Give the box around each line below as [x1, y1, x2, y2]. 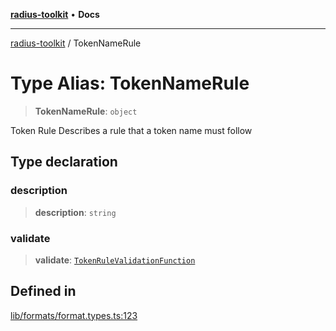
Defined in [10, 283, 77, 300]
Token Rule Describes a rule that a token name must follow [10, 124, 253, 136]
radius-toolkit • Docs [10, 9, 100, 20]
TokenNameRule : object [34, 105, 138, 117]
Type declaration [10, 154, 118, 171]
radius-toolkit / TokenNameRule [10, 37, 142, 49]
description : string [34, 206, 117, 218]
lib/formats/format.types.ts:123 [10, 309, 138, 321]
